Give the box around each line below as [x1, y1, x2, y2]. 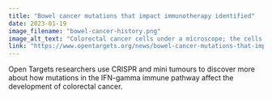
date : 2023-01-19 [8, 19, 67, 28]
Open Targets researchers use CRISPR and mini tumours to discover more [8, 64, 255, 74]
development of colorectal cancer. [8, 82, 123, 92]
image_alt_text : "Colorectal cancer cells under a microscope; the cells [8, 34, 263, 43]
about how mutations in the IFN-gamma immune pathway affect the [8, 73, 234, 83]
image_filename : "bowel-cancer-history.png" [8, 27, 161, 35]
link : [8, 42, 27, 50]
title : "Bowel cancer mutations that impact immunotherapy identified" [8, 11, 255, 20]
